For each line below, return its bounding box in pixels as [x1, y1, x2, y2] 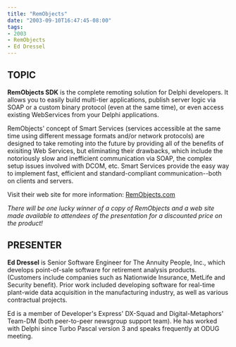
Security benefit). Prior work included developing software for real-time [7, 280, 216, 289]
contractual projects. [7, 296, 68, 304]
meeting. [7, 331, 33, 340]
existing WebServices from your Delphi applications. [7, 110, 160, 118]
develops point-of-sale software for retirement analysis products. [7, 265, 197, 274]
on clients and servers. [7, 176, 74, 185]
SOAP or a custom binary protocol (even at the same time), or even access [7, 103, 224, 111]
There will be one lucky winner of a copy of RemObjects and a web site [7, 204, 215, 212]
